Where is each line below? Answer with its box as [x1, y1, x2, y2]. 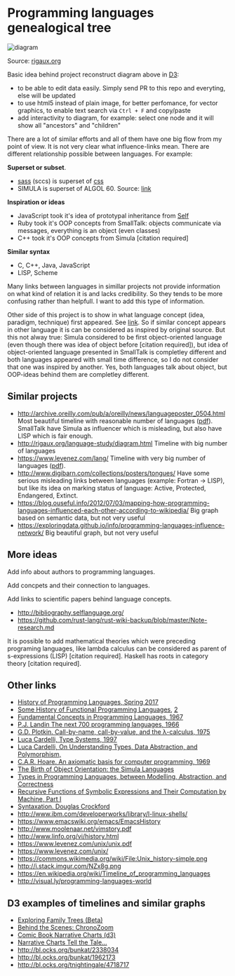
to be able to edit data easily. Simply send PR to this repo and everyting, [17, 83, 226, 92]
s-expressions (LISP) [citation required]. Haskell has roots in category [7, 651, 209, 660]
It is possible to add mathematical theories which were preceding [7, 636, 196, 645]
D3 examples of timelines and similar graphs [7, 897, 206, 909]
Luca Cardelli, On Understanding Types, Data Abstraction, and [17, 742, 198, 751]
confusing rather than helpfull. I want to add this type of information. [7, 297, 205, 305]
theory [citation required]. [7, 659, 82, 667]
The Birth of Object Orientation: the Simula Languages [17, 765, 174, 773]
